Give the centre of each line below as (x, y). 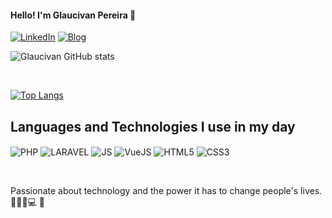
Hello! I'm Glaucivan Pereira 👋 (73, 15)
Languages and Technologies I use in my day (153, 126)
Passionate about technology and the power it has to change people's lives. (166, 190)
